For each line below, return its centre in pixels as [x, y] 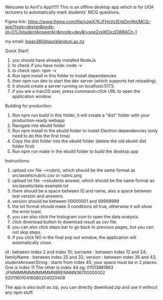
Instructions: [17, 161]
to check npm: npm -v [34, 71]
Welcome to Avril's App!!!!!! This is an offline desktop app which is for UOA [80, 7]
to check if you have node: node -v [47, 65]
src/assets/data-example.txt [40, 186]
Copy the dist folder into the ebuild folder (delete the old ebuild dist [79, 141]
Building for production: [29, 106]
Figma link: [16, 22]
